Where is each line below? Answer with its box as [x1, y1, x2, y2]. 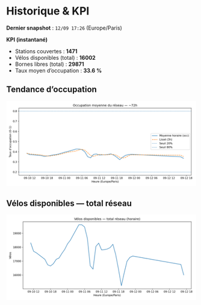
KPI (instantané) [6, 36, 48, 43]
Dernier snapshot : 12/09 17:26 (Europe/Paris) [6, 24, 122, 31]
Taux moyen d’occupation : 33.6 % [14, 66, 102, 74]
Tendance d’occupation [6, 85, 97, 95]
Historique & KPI [6, 4, 90, 18]
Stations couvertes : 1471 [14, 47, 78, 55]
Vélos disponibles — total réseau [6, 198, 132, 208]
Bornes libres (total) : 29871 [14, 60, 84, 68]
